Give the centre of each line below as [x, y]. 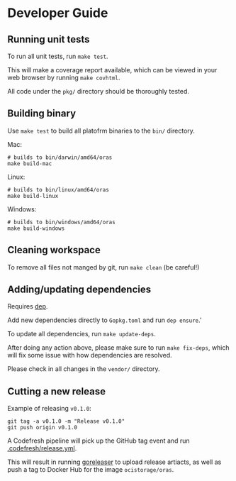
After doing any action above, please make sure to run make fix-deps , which [118, 348]
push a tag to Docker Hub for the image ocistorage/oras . [91, 470]
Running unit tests [49, 39]
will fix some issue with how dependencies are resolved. [90, 355]
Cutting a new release [57, 391]
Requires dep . [28, 306]
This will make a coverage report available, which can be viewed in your [112, 70]
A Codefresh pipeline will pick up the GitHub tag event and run [99, 441]
